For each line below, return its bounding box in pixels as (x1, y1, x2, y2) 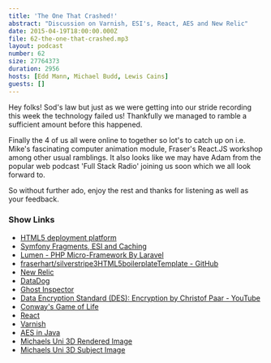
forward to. (8, 170, 46, 179)
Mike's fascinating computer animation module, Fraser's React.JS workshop (8, 144, 264, 153)
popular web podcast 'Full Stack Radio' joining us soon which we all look (8, 161, 252, 171)
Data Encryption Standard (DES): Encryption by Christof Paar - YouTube (19, 293, 261, 303)
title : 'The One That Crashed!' (8, 11, 118, 20)
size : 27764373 (8, 58, 60, 66)
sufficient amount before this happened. (8, 119, 143, 129)
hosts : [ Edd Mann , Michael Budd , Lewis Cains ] (8, 72, 169, 80)
